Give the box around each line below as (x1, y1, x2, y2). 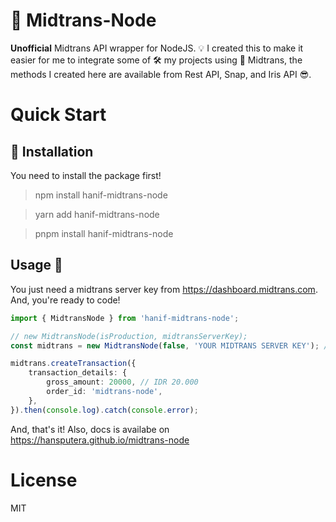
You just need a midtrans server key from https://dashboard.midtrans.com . (10, 283, 318, 295)
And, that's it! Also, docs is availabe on (10, 423, 170, 435)
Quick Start (10, 104, 107, 126)
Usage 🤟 (10, 257, 63, 274)
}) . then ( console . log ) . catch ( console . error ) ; (10, 405, 199, 415)
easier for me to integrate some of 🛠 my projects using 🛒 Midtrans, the (10, 54, 303, 66)
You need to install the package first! (10, 169, 162, 181)
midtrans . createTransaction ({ (10, 359, 137, 369)
